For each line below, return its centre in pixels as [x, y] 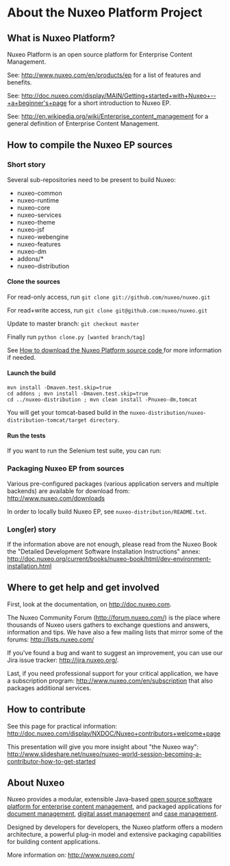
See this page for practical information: [62, 726]
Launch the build [31, 373]
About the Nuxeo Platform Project [105, 13]
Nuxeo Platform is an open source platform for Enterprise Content [100, 54]
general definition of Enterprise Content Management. [83, 124]
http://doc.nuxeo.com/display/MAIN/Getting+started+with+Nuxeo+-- [119, 95]
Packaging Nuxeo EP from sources [66, 468]
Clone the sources [34, 282]
